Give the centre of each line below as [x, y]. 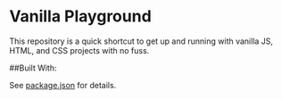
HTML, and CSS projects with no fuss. [79, 50]
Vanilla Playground [80, 16]
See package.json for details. [63, 85]
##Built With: [33, 68]
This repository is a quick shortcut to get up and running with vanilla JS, [141, 41]
